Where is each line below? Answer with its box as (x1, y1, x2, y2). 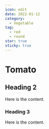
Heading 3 (5, 108, 30, 115)
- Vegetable (9, 20, 34, 26)
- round (9, 34, 25, 39)
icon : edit (5, 7, 27, 12)
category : (5, 16, 25, 21)
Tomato (5, 64, 36, 75)
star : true (5, 39, 27, 44)
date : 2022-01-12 (5, 12, 40, 16)
